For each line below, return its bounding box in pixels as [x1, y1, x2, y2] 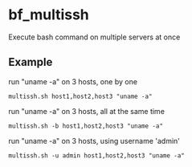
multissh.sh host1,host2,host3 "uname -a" [8, 92, 153, 100]
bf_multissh [8, 6, 90, 24]
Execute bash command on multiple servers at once [8, 32, 181, 42]
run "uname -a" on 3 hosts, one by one [8, 76, 138, 86]
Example [8, 55, 53, 69]
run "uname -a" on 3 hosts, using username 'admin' [8, 136, 181, 145]
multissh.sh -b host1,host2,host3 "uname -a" [8, 122, 163, 130]
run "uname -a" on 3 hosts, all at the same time [8, 106, 165, 116]
